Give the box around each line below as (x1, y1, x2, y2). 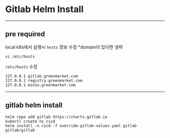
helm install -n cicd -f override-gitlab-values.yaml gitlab (5, 123, 137, 128)
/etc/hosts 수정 (5, 63, 38, 69)
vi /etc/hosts (5, 54, 35, 59)
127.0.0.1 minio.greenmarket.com (5, 82, 76, 87)
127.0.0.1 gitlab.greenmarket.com (5, 73, 78, 79)
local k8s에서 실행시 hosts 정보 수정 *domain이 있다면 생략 (5, 44, 123, 50)
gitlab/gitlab (5, 127, 35, 132)
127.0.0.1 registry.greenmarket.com (5, 78, 82, 83)
